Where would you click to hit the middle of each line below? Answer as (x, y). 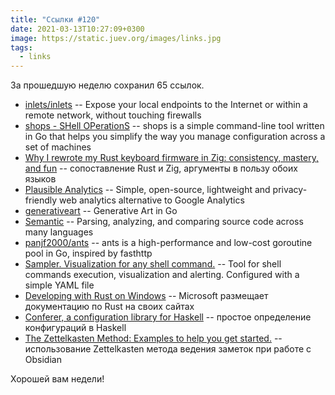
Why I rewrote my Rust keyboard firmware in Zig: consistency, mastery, (172, 158)
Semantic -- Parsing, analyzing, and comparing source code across (164, 222)
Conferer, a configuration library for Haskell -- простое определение (168, 317)
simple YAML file (59, 285)
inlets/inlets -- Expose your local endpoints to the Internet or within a (166, 105)
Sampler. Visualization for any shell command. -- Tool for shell (153, 264)
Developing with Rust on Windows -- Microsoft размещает (146, 296)
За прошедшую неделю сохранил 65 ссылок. (107, 85)
